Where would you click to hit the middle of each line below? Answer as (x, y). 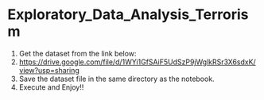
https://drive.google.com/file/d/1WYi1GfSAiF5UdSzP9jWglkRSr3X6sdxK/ (137, 62)
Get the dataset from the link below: (78, 53)
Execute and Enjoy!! (51, 87)
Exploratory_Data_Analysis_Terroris (128, 15)
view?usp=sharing (49, 70)
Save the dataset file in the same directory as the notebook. (117, 79)
